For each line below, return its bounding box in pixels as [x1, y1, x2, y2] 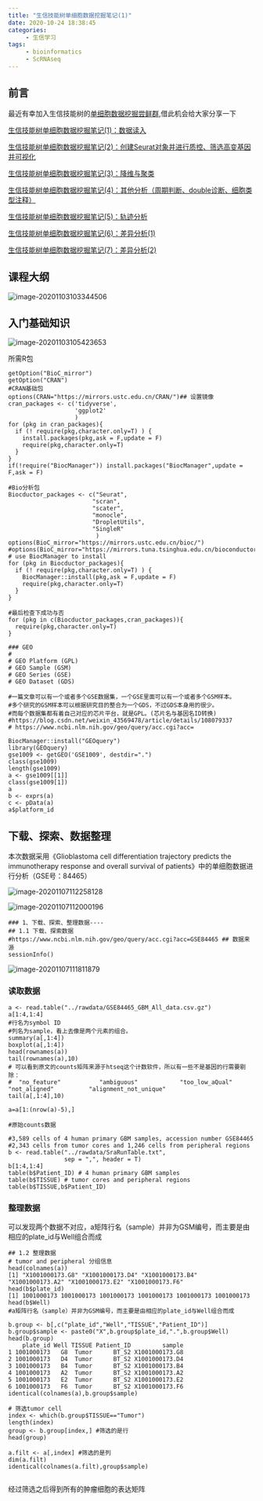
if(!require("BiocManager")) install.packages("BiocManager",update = [8, 462, 243, 470]
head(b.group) [8, 1334, 55, 1342]
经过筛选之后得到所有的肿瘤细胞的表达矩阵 [8, 1484, 146, 1493]
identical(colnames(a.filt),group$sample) [8, 1463, 149, 1470]
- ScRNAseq [25, 56, 61, 64]
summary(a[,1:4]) [8, 1034, 65, 1042]
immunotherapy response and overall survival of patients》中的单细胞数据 [8, 862, 247, 871]
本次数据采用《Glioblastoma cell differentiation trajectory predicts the [8, 851, 232, 861]
